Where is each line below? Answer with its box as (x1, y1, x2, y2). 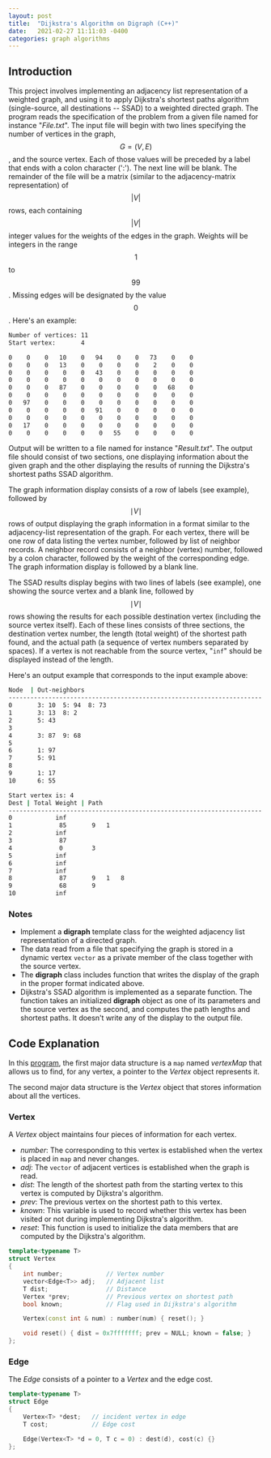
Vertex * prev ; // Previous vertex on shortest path (23, 1293, 233, 1301)
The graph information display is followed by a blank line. (8, 562, 199, 572)
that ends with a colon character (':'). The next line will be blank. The (8, 163, 237, 173)
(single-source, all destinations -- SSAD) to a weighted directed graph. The (8, 103, 259, 114)
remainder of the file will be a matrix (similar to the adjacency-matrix (8, 172, 236, 182)
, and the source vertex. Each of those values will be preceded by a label (8, 155, 251, 165)
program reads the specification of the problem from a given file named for (8, 112, 259, 122)
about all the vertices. (8, 1091, 81, 1101)
